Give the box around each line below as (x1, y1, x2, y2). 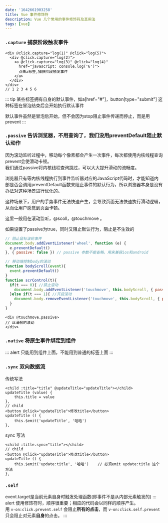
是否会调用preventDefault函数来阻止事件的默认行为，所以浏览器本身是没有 (9, 181, 163, 187)
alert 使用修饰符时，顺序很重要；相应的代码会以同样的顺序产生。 (5, 500, 138, 506)
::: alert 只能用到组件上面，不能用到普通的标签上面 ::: (5, 349, 113, 355)
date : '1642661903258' (5, 7, 52, 13)
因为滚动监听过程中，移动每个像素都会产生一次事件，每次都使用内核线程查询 (5, 152, 163, 158)
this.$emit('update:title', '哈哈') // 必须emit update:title (14, 461, 150, 467)
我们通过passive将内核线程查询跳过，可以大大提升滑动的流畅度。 (5, 164, 139, 171)
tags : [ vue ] (5, 21, 30, 27)
